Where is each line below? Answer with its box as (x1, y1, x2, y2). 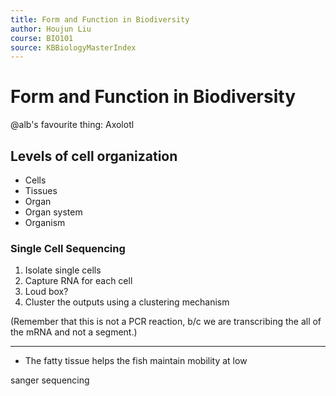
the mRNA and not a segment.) (10, 326, 138, 338)
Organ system (24, 206, 83, 218)
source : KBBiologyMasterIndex (10, 42, 137, 53)
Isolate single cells (24, 264, 102, 276)
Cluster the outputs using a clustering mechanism (24, 296, 230, 308)
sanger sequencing (10, 374, 90, 386)
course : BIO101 (10, 33, 74, 43)
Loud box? (24, 286, 69, 298)
